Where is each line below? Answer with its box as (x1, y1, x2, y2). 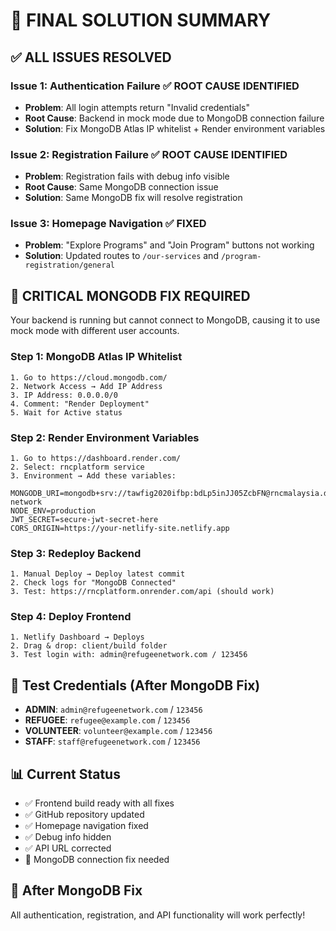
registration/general (24, 260, 115, 271)
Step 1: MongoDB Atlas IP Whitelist (10, 350, 183, 364)
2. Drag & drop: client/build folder (10, 641, 168, 651)
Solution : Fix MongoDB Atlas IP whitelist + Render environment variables (24, 122, 326, 134)
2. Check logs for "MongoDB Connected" (10, 578, 177, 588)
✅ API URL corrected (24, 842, 112, 854)
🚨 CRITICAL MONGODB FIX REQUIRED (10, 287, 251, 304)
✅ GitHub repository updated (24, 809, 145, 821)
